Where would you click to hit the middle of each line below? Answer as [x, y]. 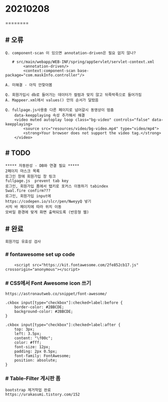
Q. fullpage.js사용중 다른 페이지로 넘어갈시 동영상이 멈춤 [60, 110]
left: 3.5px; [28, 334]
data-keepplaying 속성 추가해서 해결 [50, 115]
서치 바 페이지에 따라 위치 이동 [34, 207]
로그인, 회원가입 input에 [28, 196]
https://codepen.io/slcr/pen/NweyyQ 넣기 [48, 201]
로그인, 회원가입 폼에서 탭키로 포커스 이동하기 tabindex [57, 186]
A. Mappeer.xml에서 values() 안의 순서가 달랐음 [52, 100]
